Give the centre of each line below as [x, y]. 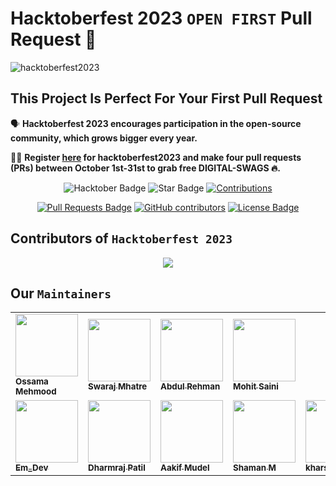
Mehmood [36, 391]
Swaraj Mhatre [118, 386]
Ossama [32, 381]
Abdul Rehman [190, 386]
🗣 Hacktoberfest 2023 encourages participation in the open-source [156, 123]
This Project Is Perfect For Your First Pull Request [166, 98]
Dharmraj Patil [117, 468]
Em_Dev [32, 468]
